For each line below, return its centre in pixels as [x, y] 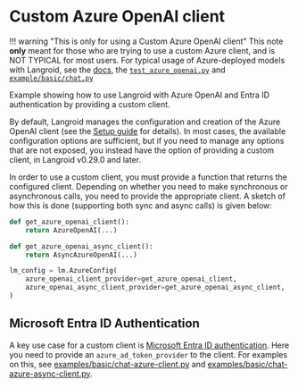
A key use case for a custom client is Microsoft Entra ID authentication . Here [149, 345]
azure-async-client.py [50, 374]
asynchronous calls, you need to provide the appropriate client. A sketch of [147, 196]
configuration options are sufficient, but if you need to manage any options [147, 140]
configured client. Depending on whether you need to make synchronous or [149, 186]
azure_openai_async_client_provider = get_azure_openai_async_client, [155, 288]
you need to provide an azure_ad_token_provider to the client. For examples [149, 354]
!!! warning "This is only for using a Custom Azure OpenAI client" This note [146, 41]
